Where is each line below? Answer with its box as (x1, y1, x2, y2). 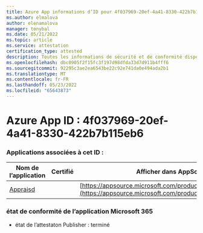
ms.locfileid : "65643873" (6, 88, 71, 94)
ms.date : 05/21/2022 (6, 31, 59, 38)
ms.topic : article (6, 37, 53, 43)
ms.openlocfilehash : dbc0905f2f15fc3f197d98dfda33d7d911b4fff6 (6, 59, 169, 65)
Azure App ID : (6, 114, 80, 128)
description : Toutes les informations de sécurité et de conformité (6, 54, 182, 60)
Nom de (16, 164, 39, 172)
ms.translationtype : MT (6, 71, 66, 77)
